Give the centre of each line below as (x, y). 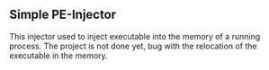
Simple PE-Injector (63, 15)
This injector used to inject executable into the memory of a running (135, 36)
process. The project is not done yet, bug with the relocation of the (134, 46)
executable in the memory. (58, 55)
